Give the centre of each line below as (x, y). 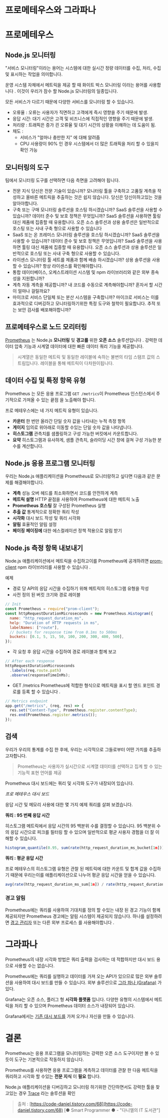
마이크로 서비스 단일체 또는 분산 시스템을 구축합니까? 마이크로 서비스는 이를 (85, 297)
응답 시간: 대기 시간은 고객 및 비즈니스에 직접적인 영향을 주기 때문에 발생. (83, 119)
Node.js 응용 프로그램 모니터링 (50, 463)
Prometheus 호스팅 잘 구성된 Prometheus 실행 (59, 505)
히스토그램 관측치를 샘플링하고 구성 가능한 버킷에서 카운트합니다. (75, 433)
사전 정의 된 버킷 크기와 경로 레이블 (46, 595)
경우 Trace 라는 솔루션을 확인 (47, 1093)
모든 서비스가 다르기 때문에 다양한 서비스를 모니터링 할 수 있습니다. (70, 102)
